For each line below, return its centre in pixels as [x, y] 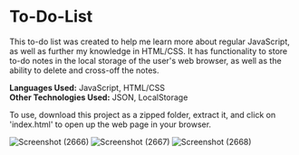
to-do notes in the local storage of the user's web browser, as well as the [146, 60]
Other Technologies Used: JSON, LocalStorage [99, 97]
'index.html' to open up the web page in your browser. [110, 124]
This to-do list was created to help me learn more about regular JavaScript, [149, 41]
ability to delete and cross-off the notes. [84, 70]
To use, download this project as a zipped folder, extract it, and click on [143, 114]
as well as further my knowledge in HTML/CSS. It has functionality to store [149, 50]
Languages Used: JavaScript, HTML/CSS [87, 87]
